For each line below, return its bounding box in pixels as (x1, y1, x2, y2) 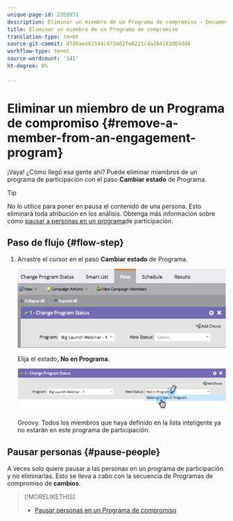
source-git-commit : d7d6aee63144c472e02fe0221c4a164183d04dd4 (7, 40, 191, 48)
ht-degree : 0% (7, 62, 49, 69)
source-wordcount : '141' (7, 55, 79, 62)
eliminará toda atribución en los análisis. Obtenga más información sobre (7, 209, 216, 218)
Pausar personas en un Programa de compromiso (34, 506, 177, 514)
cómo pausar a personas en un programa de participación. (7, 216, 173, 225)
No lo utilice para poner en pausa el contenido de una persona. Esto (7, 202, 202, 210)
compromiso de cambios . (7, 479, 81, 487)
